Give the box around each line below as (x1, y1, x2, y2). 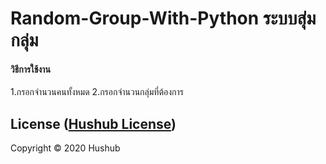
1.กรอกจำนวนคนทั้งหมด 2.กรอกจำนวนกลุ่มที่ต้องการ (10, 86, 184, 98)
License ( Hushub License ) (10, 115, 177, 132)
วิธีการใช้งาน (10, 63, 51, 75)
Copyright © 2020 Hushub (10, 142, 121, 154)
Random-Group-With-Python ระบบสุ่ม (10, 7, 317, 30)
